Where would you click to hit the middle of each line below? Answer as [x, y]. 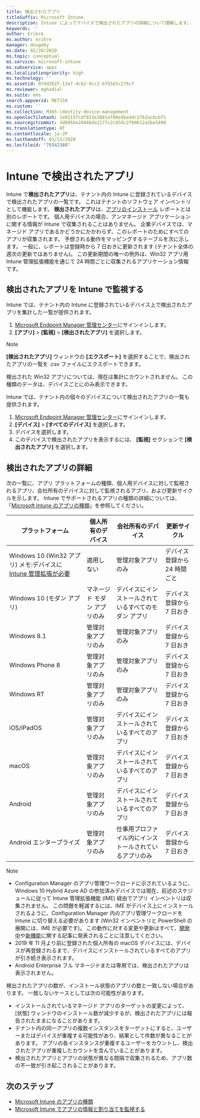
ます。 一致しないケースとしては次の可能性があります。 [79, 993]
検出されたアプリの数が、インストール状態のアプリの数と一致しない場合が [97, 985]
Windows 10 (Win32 [38, 556]
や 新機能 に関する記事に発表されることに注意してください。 [93, 936]
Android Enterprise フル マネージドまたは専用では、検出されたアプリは [102, 966]
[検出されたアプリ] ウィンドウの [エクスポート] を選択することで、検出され [98, 357]
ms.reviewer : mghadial [34, 90]
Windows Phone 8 [35, 665]
